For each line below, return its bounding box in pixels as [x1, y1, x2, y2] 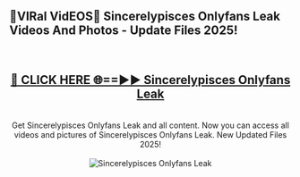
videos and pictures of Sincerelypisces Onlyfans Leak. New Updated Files [13, 129, 287, 139]
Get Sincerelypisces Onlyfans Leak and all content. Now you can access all [12, 120, 289, 131]
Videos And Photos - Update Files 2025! [9, 23, 238, 38]
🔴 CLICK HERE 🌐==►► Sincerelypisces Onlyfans [10, 72, 291, 88]
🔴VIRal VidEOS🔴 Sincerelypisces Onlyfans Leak [9, 9, 280, 24]
